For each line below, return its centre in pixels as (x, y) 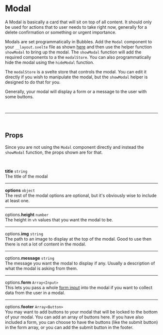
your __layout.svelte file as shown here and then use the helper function (78, 47)
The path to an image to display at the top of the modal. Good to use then (78, 239)
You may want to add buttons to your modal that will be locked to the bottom (81, 312)
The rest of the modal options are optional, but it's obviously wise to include (81, 195)
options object (20, 190)
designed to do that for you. (33, 82)
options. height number (27, 214)
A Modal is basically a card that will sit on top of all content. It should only (78, 22)
